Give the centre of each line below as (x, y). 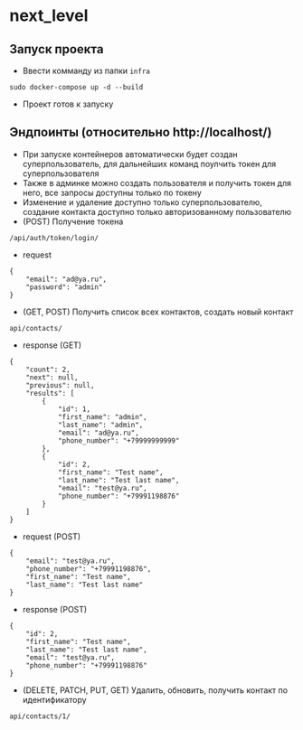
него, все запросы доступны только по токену (112, 192)
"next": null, (52, 377)
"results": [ (50, 393)
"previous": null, (60, 385)
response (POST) (55, 609)
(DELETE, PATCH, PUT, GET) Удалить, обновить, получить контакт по (155, 690)
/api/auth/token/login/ (54, 238)
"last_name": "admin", (100, 425)
